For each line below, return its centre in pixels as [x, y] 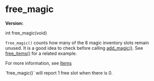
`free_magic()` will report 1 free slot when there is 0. [59, 73]
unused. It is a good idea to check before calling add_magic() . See [74, 48]
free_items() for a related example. [41, 53]
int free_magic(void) [26, 33]
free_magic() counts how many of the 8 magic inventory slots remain [77, 43]
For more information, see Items [39, 63]
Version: [14, 23]
